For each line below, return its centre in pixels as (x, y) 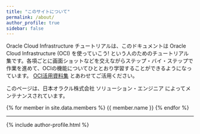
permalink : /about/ (30, 17)
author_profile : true (33, 23)
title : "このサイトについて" (38, 12)
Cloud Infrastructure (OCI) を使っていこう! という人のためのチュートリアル (98, 54)
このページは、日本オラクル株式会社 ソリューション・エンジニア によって (96, 88)
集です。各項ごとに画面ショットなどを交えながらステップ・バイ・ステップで (100, 61)
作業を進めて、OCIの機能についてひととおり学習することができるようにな (96, 68)
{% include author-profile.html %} (48, 125)
